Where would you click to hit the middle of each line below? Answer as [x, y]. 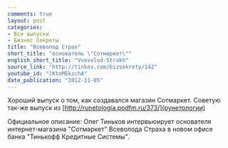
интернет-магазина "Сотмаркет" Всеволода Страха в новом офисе [110, 129]
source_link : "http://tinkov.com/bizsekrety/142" [83, 67]
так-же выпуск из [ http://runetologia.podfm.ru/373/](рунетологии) [106, 108]
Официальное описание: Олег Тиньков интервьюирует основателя [109, 122]
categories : [25, 27]
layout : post [27, 21]
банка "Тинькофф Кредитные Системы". [68, 137]
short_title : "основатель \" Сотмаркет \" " [70, 54]
